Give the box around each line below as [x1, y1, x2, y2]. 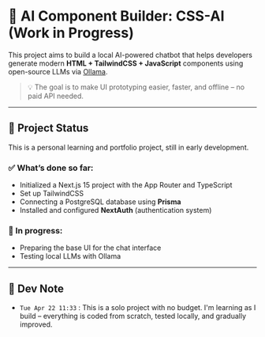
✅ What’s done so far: [8, 162, 94, 173]
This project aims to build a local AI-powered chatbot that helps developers [8, 50, 252, 59]
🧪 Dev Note [8, 282, 65, 295]
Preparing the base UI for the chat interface [19, 243, 162, 252]
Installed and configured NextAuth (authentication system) [19, 206, 212, 215]
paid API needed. [27, 91, 84, 100]
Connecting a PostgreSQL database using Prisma [19, 197, 181, 206]
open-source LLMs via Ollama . [8, 66, 108, 76]
